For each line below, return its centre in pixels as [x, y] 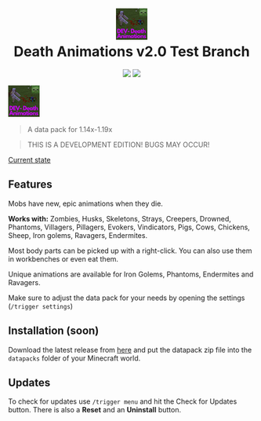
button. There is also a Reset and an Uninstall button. [95, 410]
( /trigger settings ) [40, 306]
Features [30, 185]
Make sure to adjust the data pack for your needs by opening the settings [127, 298]
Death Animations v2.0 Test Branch [132, 52]
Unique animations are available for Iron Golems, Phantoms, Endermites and [131, 274]
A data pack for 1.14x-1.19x [70, 129]
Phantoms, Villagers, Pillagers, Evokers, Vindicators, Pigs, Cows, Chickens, [129, 227]
